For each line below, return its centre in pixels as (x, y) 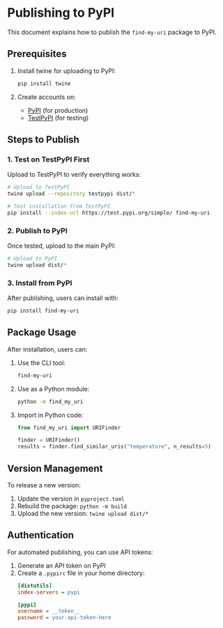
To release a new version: (44, 485)
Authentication (41, 535)
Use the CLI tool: (41, 363)
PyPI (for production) (58, 110)
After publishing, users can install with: (63, 298)
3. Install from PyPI (40, 283)
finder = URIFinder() (48, 440)
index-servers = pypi (48, 592)
